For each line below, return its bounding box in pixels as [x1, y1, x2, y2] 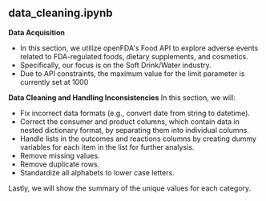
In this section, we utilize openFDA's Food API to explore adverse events [19, 43, 259, 53]
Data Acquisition [8, 27, 66, 37]
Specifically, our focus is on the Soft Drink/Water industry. [19, 60, 212, 70]
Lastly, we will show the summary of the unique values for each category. [8, 183, 252, 193]
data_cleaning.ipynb [8, 6, 113, 20]
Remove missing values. [19, 151, 100, 160]
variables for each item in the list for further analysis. [19, 142, 195, 151]
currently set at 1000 [19, 77, 89, 86]
